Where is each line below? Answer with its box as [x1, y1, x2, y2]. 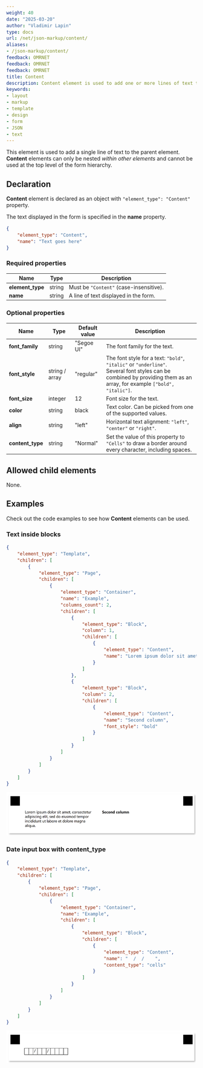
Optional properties [6, 309, 65, 317]
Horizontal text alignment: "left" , [106, 418, 189, 425]
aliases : [6, 42, 28, 48]
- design [6, 112, 28, 118]
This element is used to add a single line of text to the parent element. [6, 148, 180, 156]
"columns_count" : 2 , [60, 602, 112, 608]
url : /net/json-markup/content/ [6, 35, 88, 42]
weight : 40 [6, 10, 34, 16]
